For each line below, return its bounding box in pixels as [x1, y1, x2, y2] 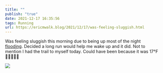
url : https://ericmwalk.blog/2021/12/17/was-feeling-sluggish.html [5, 25, 145, 30]
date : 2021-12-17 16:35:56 [5, 16, 60, 21]
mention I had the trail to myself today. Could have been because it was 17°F [5, 49, 158, 55]
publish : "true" [5, 12, 38, 16]
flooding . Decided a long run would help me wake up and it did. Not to [5, 44, 145, 49]
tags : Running [5, 20, 34, 26]
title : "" [5, 7, 25, 12]
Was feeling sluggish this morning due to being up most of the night [5, 38, 141, 44]
